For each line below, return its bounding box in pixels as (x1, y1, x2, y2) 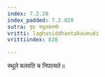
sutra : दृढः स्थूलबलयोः (7, 23, 60, 30)
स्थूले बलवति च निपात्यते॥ (7, 62, 65, 70)
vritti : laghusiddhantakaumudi (7, 29, 99, 37)
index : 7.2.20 (7, 10, 49, 17)
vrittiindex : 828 (7, 36, 58, 43)
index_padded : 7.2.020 (7, 17, 74, 24)
